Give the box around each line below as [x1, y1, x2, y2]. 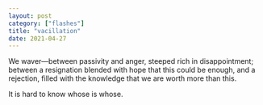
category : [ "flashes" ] [8, 19, 85, 27]
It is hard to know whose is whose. [8, 90, 123, 99]
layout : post [8, 11, 52, 20]
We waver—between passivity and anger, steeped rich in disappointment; [8, 57, 254, 66]
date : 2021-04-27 [8, 34, 67, 43]
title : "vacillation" [8, 27, 81, 35]
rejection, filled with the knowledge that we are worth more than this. [8, 73, 237, 83]
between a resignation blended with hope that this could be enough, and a [8, 65, 256, 75]
